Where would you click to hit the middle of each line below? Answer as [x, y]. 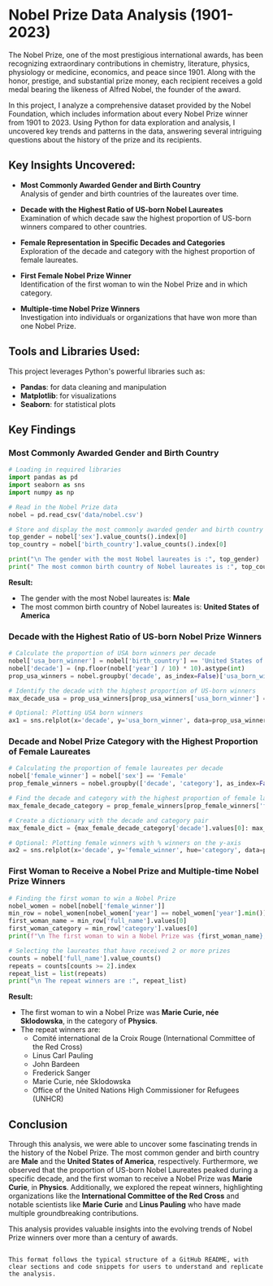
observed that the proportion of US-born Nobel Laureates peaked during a [133, 1170]
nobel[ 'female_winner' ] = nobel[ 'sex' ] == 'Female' [97, 776]
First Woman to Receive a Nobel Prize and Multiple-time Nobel [134, 871]
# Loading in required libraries [65, 470]
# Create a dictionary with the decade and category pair [108, 820]
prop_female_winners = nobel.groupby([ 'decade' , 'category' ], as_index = [134, 784]
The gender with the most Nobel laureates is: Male [105, 598]
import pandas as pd [43, 478]
